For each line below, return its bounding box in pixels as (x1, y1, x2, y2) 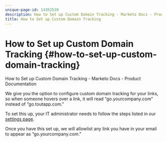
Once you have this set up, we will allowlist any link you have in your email (5, 126, 157, 132)
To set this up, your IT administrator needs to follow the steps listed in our (5, 111, 156, 117)
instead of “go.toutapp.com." (5, 101, 65, 107)
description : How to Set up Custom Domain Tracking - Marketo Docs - (5, 12, 153, 17)
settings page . (5, 116, 35, 122)
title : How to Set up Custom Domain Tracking (5, 16, 101, 21)
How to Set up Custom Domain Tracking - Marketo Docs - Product (5, 76, 141, 82)
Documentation (5, 81, 37, 87)
